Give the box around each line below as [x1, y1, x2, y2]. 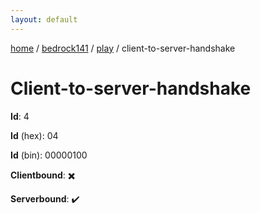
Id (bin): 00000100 [10, 149, 88, 161]
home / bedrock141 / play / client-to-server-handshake [10, 42, 236, 54]
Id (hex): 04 [10, 129, 59, 141]
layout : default [10, 14, 78, 25]
